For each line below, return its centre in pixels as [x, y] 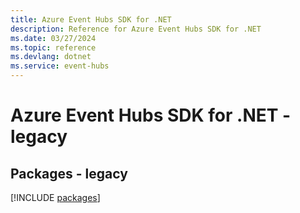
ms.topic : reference [53, 47]
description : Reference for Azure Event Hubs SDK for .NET [136, 29]
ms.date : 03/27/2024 [53, 38]
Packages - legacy [69, 173]
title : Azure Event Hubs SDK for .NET [91, 19]
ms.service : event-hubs [60, 66]
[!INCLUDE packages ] [55, 197]
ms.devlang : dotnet [51, 57]
